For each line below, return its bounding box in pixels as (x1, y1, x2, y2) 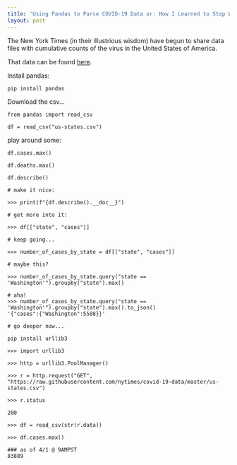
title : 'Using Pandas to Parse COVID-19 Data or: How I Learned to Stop (7, 10, 226, 18)
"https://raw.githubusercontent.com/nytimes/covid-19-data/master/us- (7, 378, 219, 385)
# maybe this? (7, 261, 49, 268)
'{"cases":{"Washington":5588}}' (7, 310, 106, 317)
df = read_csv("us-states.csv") (7, 123, 102, 131)
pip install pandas (7, 85, 65, 92)
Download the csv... (7, 97, 65, 106)
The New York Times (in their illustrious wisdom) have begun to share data (7, 36, 224, 45)
